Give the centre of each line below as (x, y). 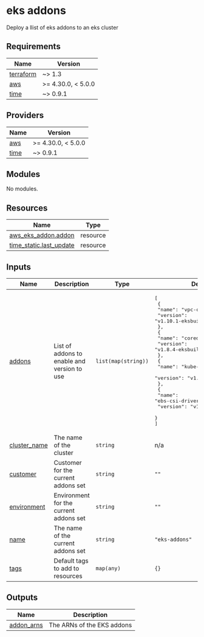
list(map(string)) (122, 361)
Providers (25, 115)
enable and (70, 361)
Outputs (22, 598)
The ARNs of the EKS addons (90, 625)
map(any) (108, 569)
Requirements (33, 47)
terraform (23, 74)
